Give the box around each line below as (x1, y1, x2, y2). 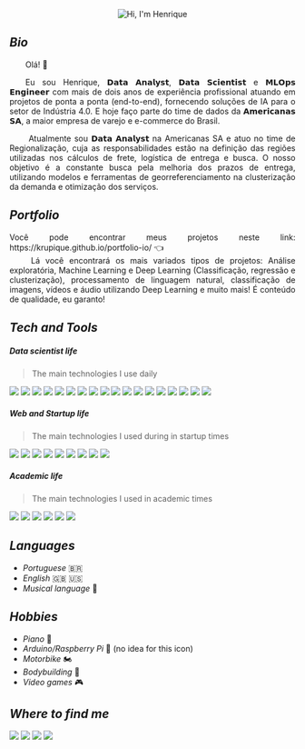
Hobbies (9, 609, 58, 624)
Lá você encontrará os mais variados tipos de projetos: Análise (30, 255, 296, 265)
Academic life (9, 470, 64, 481)
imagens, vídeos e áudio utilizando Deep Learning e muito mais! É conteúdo (9, 284, 296, 295)
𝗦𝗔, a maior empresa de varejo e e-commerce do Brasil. (9, 115, 221, 126)
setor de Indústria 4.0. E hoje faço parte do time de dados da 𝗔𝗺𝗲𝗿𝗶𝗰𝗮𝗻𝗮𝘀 (9, 105, 296, 116)
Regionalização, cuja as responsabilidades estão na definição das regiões (9, 142, 296, 154)
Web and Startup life (9, 407, 90, 418)
